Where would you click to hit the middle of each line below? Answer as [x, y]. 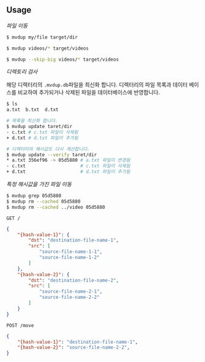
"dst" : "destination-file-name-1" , [74, 240]
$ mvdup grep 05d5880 [34, 196]
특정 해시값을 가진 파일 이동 [39, 184]
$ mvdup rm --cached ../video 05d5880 [56, 207]
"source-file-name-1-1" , [71, 252]
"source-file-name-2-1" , [71, 292]
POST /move [20, 325]
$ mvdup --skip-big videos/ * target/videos [63, 59]
